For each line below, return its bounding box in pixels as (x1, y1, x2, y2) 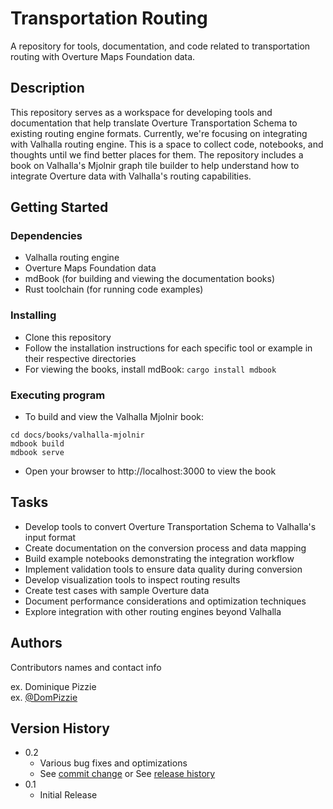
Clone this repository (24, 331, 112, 343)
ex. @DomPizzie (10, 691, 78, 703)
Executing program (10, 388, 106, 402)
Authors (10, 635, 63, 652)
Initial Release (39, 789, 98, 801)
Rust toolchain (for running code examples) (24, 283, 204, 296)
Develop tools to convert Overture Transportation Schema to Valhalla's (24, 520, 317, 532)
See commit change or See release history (39, 768, 216, 780)
